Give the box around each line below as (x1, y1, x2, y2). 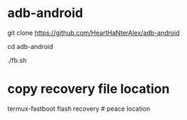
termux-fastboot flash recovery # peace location (7, 104, 151, 113)
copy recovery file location (7, 81, 170, 97)
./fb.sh (7, 55, 27, 65)
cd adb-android (7, 42, 54, 50)
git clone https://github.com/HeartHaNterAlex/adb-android (7, 28, 180, 37)
